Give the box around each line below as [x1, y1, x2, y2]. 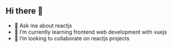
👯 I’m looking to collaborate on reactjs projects [14, 34, 130, 42]
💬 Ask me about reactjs [14, 22, 73, 29]
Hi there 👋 [5, 6, 43, 16]
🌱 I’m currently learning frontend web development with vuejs [14, 28, 168, 35]
